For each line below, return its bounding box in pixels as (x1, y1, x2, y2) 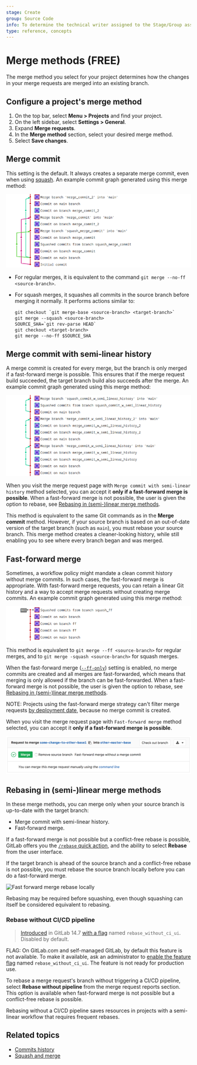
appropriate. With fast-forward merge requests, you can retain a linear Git (6, 582, 184, 589)
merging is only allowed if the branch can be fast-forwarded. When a (6, 677, 173, 684)
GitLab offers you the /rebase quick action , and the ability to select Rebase (6, 842, 187, 849)
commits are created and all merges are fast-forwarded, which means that (6, 670, 186, 677)
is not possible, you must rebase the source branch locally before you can (6, 866, 185, 873)
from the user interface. (6, 848, 63, 856)
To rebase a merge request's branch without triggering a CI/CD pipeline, (6, 977, 181, 984)
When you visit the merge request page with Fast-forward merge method (6, 718, 182, 725)
